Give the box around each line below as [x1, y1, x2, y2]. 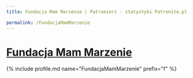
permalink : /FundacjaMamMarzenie [6, 19, 90, 26]
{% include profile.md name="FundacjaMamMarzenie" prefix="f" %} [6, 65, 177, 73]
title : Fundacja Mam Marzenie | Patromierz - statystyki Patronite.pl [6, 8, 188, 15]
